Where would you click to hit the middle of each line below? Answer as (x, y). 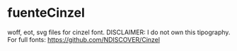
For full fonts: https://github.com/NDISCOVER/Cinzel (84, 39)
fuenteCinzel (46, 13)
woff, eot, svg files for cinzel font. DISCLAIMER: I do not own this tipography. (119, 32)
